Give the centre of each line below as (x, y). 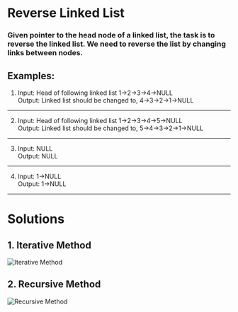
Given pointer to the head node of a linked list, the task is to (111, 35)
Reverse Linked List (66, 13)
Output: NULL (38, 156)
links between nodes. (45, 53)
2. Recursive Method (54, 284)
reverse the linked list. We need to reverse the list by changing (117, 44)
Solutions (36, 219)
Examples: (31, 76)
